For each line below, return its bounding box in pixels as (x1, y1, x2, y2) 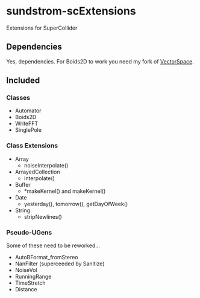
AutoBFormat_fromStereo (14, 254, 78, 261)
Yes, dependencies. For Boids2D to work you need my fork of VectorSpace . (6, 57, 194, 65)
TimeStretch (14, 279, 46, 287)
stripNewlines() (23, 213, 62, 220)
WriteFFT (14, 120, 39, 128)
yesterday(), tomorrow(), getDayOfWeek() (23, 200, 128, 207)
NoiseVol (14, 267, 37, 274)
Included (6, 76, 40, 86)
